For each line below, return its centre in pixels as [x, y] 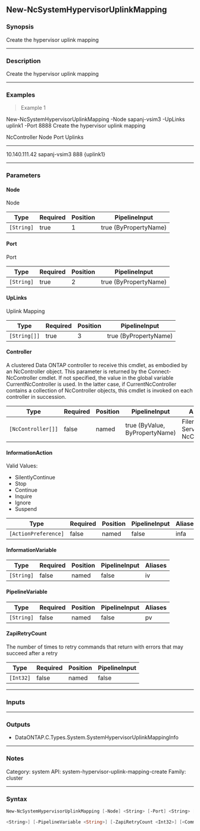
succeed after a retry [32, 653]
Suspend [26, 509]
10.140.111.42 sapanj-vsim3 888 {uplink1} [56, 154]
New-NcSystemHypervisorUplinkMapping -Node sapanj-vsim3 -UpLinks [96, 119]
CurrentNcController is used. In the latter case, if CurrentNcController [91, 385]
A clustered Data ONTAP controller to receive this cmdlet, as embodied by [97, 365]
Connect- [160, 371]
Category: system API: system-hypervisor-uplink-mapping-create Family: [96, 771]
